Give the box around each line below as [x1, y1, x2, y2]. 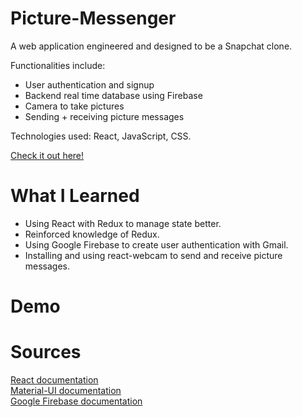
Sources [10, 341, 82, 364]
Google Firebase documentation [10, 395, 143, 407]
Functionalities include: [10, 59, 106, 71]
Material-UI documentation [10, 385, 122, 396]
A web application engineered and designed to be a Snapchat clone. [10, 40, 293, 52]
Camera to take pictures [24, 100, 125, 112]
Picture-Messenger [10, 7, 177, 30]
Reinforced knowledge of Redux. [24, 228, 160, 240]
